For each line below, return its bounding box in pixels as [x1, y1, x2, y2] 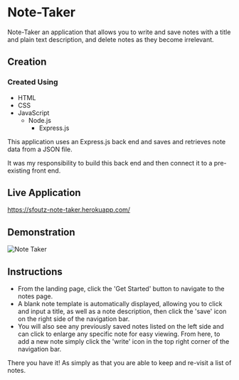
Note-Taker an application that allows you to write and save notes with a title [7, 28, 231, 36]
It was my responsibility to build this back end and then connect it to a [7, 158, 213, 167]
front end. [31, 166, 61, 175]
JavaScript [17, 108, 50, 117]
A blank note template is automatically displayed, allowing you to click [17, 300, 223, 308]
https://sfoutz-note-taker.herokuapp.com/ [7, 205, 130, 214]
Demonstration [7, 226, 76, 238]
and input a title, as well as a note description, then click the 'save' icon [17, 307, 227, 316]
